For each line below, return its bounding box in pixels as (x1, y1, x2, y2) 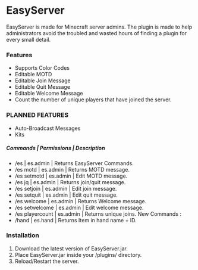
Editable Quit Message (14, 83, 70, 91)
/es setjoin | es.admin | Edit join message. (14, 185, 117, 192)
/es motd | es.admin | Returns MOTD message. (14, 166, 130, 173)
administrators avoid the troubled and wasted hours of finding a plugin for (6, 29, 187, 36)
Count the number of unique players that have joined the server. (14, 96, 172, 103)
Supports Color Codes (14, 64, 70, 72)
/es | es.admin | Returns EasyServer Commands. (14, 159, 134, 167)
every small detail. (6, 36, 51, 43)
